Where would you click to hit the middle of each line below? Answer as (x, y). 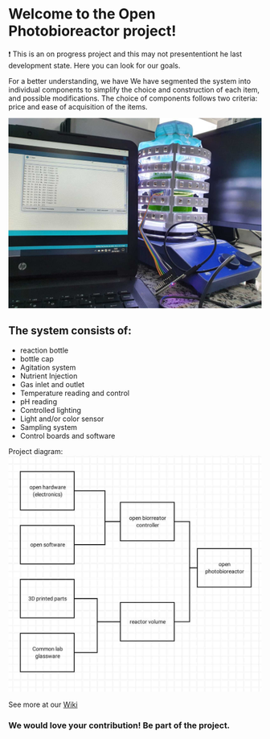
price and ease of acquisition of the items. (78, 106)
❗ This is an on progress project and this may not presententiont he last (125, 54)
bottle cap (37, 358)
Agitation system (48, 367)
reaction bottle (44, 350)
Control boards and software (67, 436)
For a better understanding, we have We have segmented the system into (130, 81)
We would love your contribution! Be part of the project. (119, 725)
